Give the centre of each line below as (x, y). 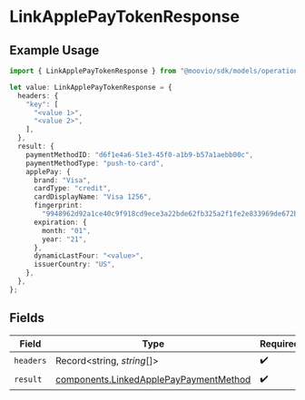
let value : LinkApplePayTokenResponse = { (91, 87)
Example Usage (54, 50)
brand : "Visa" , (62, 180)
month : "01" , (67, 230)
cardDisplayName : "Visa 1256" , (93, 197)
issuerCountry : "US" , (74, 265)
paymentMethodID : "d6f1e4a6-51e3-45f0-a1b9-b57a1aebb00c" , (140, 155)
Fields (27, 318)
